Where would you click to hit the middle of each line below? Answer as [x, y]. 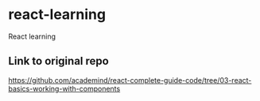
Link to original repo [58, 61]
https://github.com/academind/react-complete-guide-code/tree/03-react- [130, 80]
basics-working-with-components [64, 88]
